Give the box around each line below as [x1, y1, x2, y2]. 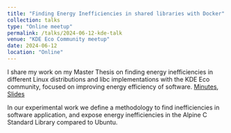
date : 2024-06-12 [7, 42, 58, 49]
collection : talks [7, 17, 60, 24]
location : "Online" [7, 49, 64, 56]
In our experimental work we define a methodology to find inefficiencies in [7, 103, 220, 112]
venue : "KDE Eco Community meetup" [7, 36, 110, 43]
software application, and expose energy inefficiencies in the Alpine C [7, 110, 207, 118]
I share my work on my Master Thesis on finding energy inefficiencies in [7, 67, 214, 76]
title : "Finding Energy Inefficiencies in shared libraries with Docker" [7, 10, 225, 17]
